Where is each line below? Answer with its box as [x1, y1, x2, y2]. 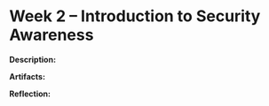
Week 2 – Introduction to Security [9, 6, 261, 26]
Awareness [9, 25, 94, 45]
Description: [9, 54, 56, 64]
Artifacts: [9, 71, 46, 81]
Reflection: [9, 88, 51, 99]
